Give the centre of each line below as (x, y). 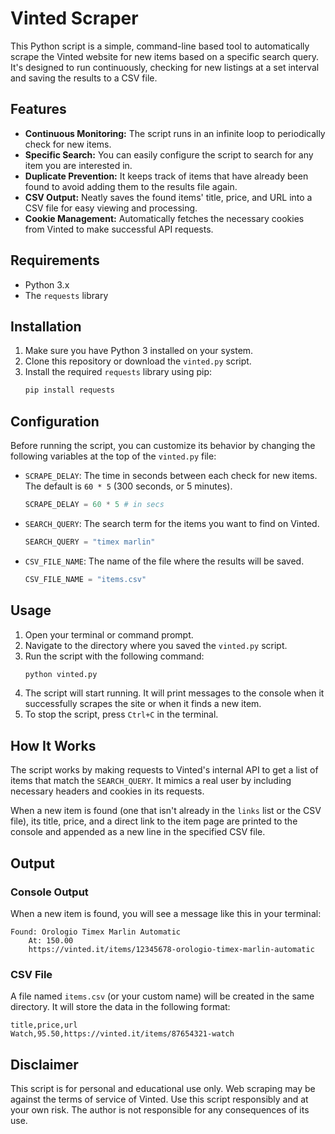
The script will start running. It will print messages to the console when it (174, 693)
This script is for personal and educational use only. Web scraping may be (163, 1088)
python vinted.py (61, 674)
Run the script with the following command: (114, 656)
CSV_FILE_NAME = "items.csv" (85, 579)
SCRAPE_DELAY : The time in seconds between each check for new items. (171, 476)
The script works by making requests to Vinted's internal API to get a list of (164, 770)
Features (38, 109)
